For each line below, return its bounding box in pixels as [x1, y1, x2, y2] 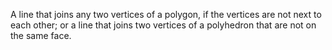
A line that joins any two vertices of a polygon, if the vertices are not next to [10, 9, 322, 20]
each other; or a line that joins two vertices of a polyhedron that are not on [10, 19, 317, 31]
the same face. [10, 30, 72, 41]
